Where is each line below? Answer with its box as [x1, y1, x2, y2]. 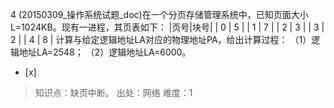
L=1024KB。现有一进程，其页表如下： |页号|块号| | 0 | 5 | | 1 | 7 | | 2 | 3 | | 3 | [10, 21, 325, 33]
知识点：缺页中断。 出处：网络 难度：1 [34, 87, 193, 98]
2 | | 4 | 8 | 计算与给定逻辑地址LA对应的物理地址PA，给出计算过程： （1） [10, 34, 312, 45]
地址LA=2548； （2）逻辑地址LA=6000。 [18, 46, 192, 58]
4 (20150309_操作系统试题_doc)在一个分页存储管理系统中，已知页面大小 [10, 9, 309, 20]
